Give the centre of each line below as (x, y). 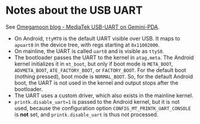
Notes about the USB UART (74, 10)
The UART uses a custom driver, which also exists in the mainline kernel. (104, 95)
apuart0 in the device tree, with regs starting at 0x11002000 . (87, 45)
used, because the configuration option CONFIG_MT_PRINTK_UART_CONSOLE (102, 108)
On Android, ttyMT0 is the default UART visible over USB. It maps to (97, 38)
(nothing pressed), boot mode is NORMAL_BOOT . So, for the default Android (104, 76)
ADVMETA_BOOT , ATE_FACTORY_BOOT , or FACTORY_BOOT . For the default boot (100, 70)
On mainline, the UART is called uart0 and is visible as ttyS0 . (89, 51)
